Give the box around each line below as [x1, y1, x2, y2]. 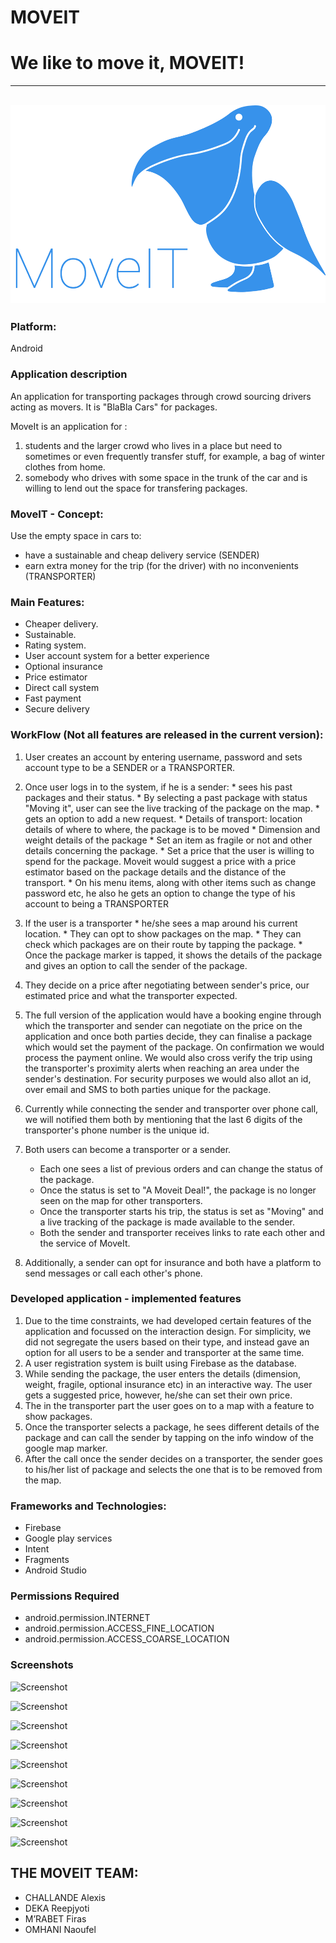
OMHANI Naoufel [24, 1923, 97, 1935]
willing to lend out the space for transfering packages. [24, 482, 248, 494]
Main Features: [10, 595, 85, 609]
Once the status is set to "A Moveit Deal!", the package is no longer [39, 1184, 317, 1196]
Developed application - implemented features [10, 1292, 242, 1306]
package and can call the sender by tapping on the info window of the [24, 1431, 314, 1443]
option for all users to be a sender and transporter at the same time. [24, 1346, 305, 1358]
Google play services [24, 1532, 113, 1545]
